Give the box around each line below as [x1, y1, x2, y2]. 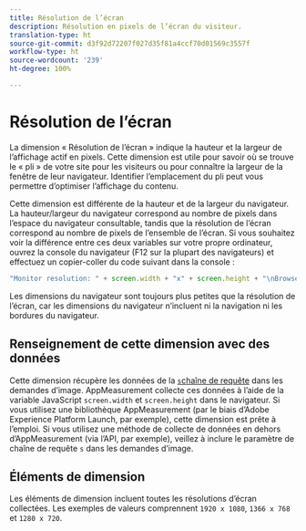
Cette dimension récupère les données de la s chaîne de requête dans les [9, 375, 284, 386]
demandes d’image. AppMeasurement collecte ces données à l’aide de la [9, 384, 284, 395]
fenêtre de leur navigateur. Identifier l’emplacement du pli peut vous [9, 171, 264, 182]
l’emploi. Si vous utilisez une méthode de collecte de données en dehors [9, 423, 281, 434]
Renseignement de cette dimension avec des [9, 337, 270, 352]
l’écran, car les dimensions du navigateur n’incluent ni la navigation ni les [9, 300, 283, 311]
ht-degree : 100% [9, 65, 71, 74]
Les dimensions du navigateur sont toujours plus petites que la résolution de [9, 290, 296, 301]
